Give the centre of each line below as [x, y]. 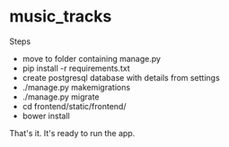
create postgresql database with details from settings [121, 77]
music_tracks [61, 17]
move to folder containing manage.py [92, 58]
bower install [46, 116]
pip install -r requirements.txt [76, 68]
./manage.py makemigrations [76, 87]
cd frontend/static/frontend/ [74, 106]
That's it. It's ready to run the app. [72, 133]
